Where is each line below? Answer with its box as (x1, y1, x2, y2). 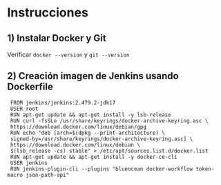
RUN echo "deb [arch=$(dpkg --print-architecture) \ (10, 129, 166, 136)
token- (195, 165, 215, 173)
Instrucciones (7, 5, 88, 21)
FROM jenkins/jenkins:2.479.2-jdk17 (10, 99, 116, 106)
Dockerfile (7, 81, 54, 93)
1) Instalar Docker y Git (7, 32, 106, 44)
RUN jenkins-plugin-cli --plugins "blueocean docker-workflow (10, 165, 193, 173)
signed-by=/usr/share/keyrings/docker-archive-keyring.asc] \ (10, 135, 193, 142)
